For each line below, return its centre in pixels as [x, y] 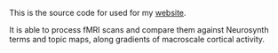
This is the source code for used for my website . [98, 13]
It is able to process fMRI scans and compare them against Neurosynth [139, 30]
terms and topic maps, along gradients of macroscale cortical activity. [137, 39]
